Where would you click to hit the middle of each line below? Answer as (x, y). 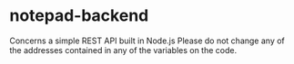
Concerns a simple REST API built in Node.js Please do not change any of (147, 41)
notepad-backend (79, 16)
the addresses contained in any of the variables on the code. (123, 50)
